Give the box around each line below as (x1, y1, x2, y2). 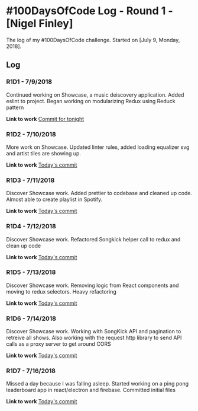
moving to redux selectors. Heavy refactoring (6, 288, 116, 295)
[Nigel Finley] (6, 17, 73, 30)
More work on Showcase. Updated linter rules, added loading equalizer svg (6, 144, 190, 151)
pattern (6, 104, 24, 111)
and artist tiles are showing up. (6, 149, 82, 157)
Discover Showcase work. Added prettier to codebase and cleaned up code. (6, 190, 193, 197)
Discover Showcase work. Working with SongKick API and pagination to (6, 328, 181, 335)
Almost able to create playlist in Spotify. (6, 196, 103, 203)
